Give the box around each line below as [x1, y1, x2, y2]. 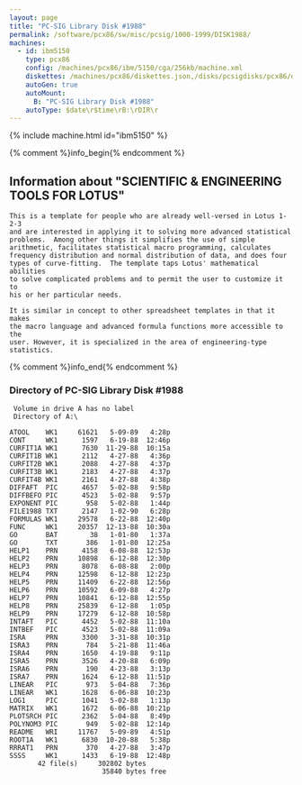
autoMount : [25, 88, 67, 97]
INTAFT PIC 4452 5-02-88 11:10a [9, 617, 171, 626]
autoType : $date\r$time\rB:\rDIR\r [25, 105, 159, 114]
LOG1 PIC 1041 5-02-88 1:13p [9, 696, 171, 706]
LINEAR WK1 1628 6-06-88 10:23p [9, 689, 171, 698]
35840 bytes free [102, 767, 167, 776]
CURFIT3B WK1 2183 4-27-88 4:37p [9, 468, 171, 477]
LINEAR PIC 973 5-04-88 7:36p [9, 680, 171, 689]
